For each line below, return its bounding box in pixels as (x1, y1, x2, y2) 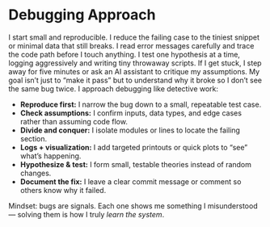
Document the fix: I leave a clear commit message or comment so (19, 176, 242, 187)
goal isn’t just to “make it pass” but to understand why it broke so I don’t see (8, 75, 263, 85)
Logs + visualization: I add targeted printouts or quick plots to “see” (19, 142, 248, 152)
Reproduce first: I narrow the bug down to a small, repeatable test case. (19, 99, 262, 109)
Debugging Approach (8, 6, 156, 24)
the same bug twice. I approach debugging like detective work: (8, 83, 219, 94)
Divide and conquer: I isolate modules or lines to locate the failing (19, 125, 241, 135)
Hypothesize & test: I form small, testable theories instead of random (19, 159, 252, 169)
